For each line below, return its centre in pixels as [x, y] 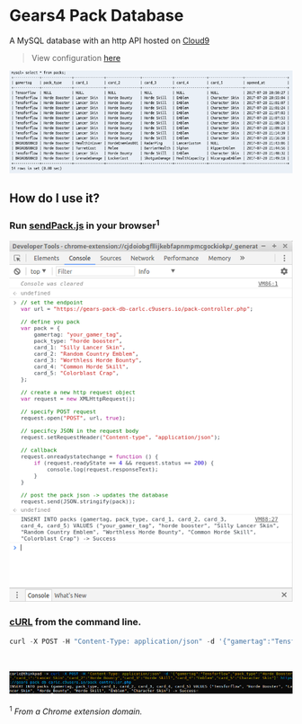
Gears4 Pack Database [97, 16]
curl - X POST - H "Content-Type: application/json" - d [112, 642]
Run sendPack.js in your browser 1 [84, 225]
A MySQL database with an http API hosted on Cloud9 [110, 40]
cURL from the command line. [75, 622]
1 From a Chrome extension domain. [76, 711]
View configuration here [76, 57]
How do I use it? [55, 199]
